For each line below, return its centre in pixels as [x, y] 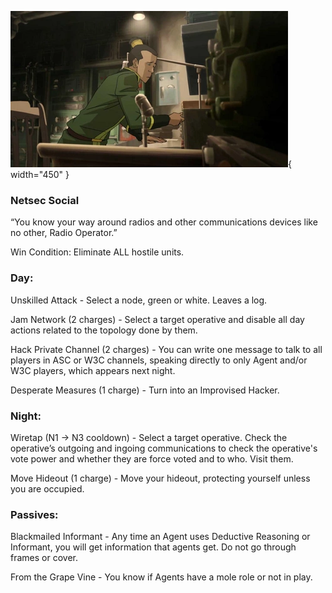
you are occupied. [47, 488]
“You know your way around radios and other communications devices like [164, 222]
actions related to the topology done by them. [104, 330]
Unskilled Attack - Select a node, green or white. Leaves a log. [139, 300]
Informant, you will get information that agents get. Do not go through [153, 547]
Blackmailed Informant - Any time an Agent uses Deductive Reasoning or [160, 537]
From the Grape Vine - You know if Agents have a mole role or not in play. [161, 577]
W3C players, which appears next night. [93, 370]
